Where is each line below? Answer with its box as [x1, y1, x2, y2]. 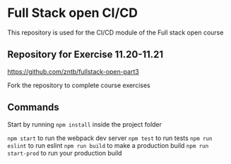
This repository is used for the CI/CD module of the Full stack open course [7, 28, 224, 37]
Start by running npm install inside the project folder [7, 120, 162, 128]
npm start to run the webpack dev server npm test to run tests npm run [7, 134, 213, 142]
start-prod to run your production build [7, 149, 122, 157]
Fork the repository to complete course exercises [7, 81, 150, 89]
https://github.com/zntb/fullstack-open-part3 [7, 67, 139, 75]
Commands [7, 101, 60, 113]
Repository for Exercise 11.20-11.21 [7, 49, 164, 61]
